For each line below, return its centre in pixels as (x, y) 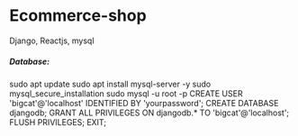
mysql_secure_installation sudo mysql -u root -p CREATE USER (126, 93)
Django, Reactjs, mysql (52, 41)
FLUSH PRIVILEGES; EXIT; (58, 122)
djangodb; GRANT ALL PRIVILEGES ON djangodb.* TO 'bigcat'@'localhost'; (149, 113)
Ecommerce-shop (78, 16)
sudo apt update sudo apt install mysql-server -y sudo (110, 84)
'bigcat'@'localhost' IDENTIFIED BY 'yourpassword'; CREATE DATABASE (144, 103)
